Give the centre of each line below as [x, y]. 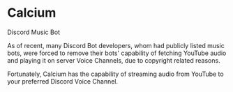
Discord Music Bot [34, 32]
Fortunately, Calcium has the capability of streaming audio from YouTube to [116, 74]
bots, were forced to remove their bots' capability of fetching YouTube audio [117, 53]
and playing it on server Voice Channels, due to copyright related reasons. [114, 60]
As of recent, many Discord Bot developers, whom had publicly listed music [116, 45]
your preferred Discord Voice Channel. [63, 81]
